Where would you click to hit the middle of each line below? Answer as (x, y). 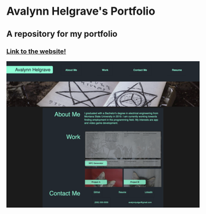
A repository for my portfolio (62, 34)
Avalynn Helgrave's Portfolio (81, 11)
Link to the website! (36, 51)
